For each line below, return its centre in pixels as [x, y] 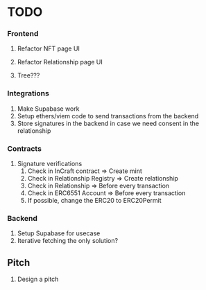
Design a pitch [38, 279]
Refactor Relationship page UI [60, 62]
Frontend [23, 34]
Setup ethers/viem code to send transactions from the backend [108, 116]
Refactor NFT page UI [48, 48]
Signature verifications [50, 164]
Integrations [28, 93]
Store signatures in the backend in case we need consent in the [108, 123]
